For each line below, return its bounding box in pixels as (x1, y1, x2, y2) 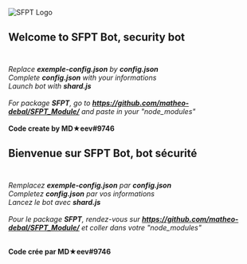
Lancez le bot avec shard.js (8, 197, 101, 207)
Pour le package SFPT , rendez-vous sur (8, 214, 141, 223)
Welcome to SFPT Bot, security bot (8, 30, 186, 44)
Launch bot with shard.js (8, 81, 92, 91)
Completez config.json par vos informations (8, 188, 155, 199)
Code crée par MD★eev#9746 (8, 246, 112, 256)
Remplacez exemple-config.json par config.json (8, 180, 172, 190)
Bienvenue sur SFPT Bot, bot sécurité (8, 147, 198, 160)
